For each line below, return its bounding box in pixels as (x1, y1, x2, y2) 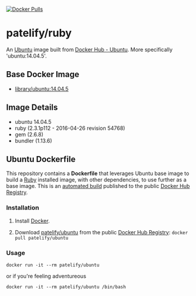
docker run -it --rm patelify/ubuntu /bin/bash (6, 284, 127, 290)
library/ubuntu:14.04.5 (14, 85, 69, 92)
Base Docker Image (6, 69, 80, 79)
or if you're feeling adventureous (6, 272, 87, 279)
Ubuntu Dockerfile (6, 154, 76, 164)
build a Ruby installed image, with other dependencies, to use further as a (6, 176, 187, 183)
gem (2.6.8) (14, 131, 43, 138)
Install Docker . (14, 217, 50, 224)
